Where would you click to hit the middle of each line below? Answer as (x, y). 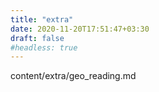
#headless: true (44, 47)
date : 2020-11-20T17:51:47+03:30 (80, 29)
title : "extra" (42, 19)
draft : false (37, 38)
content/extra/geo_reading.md (73, 76)
